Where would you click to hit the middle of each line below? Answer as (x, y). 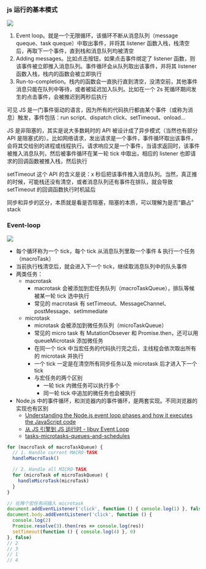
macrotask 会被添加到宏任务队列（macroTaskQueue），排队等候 (114, 288)
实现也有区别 (32, 408)
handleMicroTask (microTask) (53, 481)
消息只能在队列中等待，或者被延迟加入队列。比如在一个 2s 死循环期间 (103, 89)
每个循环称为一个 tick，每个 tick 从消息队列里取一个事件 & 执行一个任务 (105, 251)
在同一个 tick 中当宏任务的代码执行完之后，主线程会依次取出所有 (115, 348)
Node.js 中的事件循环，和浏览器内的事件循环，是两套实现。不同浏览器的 (107, 401)
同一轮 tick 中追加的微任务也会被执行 (90, 393)
